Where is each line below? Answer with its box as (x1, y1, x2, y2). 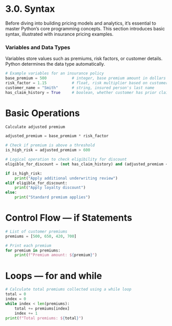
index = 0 (5, 296, 27, 302)
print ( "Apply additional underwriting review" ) (14, 176, 118, 181)
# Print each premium (5, 243, 52, 248)
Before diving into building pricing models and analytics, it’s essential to (5, 20, 156, 26)
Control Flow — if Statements (5, 212, 132, 224)
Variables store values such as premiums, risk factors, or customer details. (5, 55, 163, 62)
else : (5, 190, 17, 195)
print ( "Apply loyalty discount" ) (14, 185, 86, 190)
